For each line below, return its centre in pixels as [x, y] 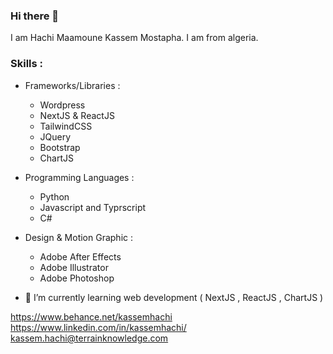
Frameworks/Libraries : [72, 85]
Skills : [27, 64]
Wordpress [62, 105]
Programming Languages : [79, 177]
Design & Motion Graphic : [78, 237]
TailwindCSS [66, 126]
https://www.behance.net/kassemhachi [91, 316]
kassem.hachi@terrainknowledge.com [89, 338]
